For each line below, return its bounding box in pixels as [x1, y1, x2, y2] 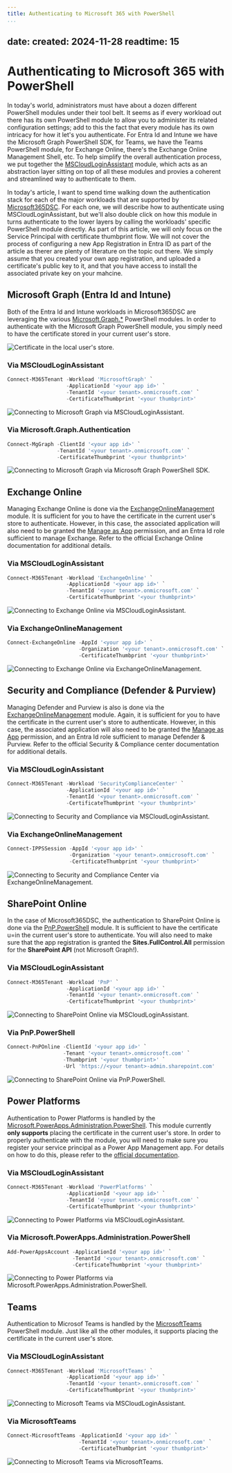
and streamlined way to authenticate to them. [7, 175, 136, 183]
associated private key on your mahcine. [7, 269, 123, 277]
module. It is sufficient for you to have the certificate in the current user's [7, 512, 216, 520]
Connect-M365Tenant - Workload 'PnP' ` [7, 979, 119, 985]
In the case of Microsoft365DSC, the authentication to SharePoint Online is [7, 916, 220, 925]
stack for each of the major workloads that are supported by [7, 195, 179, 204]
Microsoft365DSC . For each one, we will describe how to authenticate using [7, 202, 224, 211]
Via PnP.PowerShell [7, 1028, 75, 1037]
